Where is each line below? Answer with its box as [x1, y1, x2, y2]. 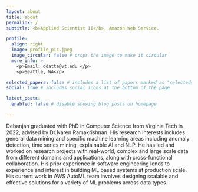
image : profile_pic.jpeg [11, 47, 72, 53]
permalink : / [6, 19, 38, 25]
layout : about [6, 8, 41, 15]
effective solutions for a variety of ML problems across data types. [6, 178, 168, 186]
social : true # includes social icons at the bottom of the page [6, 85, 170, 91]
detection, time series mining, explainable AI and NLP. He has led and [6, 141, 175, 148]
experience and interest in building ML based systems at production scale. [6, 166, 187, 173]
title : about [6, 14, 38, 20]
